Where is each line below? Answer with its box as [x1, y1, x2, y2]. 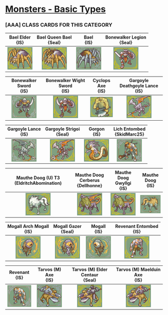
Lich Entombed [113, 126, 146, 132]
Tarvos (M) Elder [71, 266, 107, 272]
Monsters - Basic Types [5, 4, 106, 15]
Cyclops [92, 78, 110, 84]
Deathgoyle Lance [119, 83, 158, 89]
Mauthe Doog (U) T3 [16, 174, 60, 181]
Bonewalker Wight [45, 78, 85, 84]
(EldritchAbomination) [14, 180, 62, 186]
